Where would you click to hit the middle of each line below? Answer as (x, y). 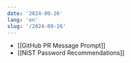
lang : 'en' (23, 20)
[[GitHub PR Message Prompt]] (61, 46)
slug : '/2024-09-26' (37, 26)
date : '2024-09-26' (35, 13)
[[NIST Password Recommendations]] (71, 53)
